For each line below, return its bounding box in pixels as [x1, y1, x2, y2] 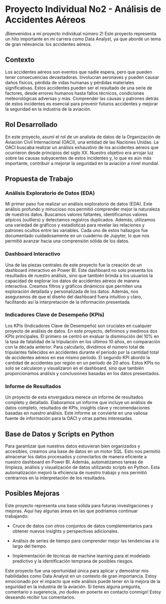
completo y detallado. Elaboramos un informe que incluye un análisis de [5, 400, 153, 405]
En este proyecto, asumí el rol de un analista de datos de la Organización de [5, 134, 161, 140]
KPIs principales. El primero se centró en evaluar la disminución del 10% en [5, 333, 159, 339]
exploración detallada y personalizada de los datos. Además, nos [5, 288, 139, 294]
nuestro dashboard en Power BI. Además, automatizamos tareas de [5, 459, 143, 465]
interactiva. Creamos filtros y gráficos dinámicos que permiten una [5, 283, 142, 289]
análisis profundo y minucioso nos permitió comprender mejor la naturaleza [5, 206, 160, 212]
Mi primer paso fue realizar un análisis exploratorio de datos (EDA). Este [5, 201, 153, 207]
